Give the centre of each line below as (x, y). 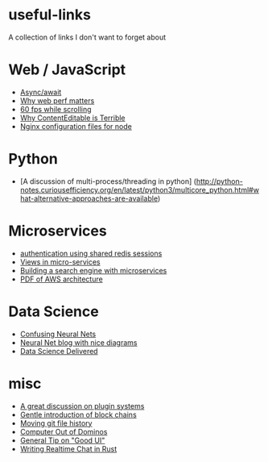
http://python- (219, 181)
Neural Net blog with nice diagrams (78, 342)
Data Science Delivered (59, 351)
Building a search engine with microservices (93, 270)
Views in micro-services (60, 262)
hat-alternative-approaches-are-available (89, 198)
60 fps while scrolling (56, 109)
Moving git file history (56, 423)
